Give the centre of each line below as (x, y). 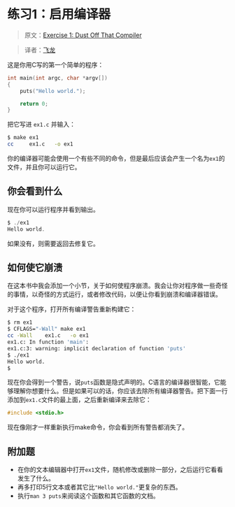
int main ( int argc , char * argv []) (58, 78)
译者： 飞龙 (40, 50)
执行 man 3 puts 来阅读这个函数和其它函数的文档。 (88, 496)
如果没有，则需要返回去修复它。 (53, 243)
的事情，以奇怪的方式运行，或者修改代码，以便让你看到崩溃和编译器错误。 (114, 294)
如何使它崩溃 (35, 267)
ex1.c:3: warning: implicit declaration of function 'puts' (97, 348)
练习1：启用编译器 (59, 14)
